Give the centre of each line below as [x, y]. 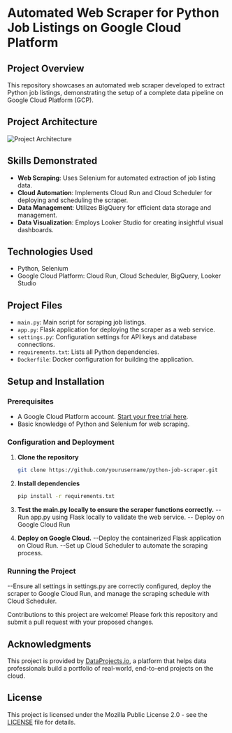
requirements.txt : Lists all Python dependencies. [88, 352]
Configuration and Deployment [61, 442]
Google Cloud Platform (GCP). [51, 100]
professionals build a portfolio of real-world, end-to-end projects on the [110, 669]
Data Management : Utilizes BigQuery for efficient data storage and [114, 207]
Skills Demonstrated [52, 161]
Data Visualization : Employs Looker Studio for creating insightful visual [120, 222]
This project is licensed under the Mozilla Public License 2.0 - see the [107, 714]
